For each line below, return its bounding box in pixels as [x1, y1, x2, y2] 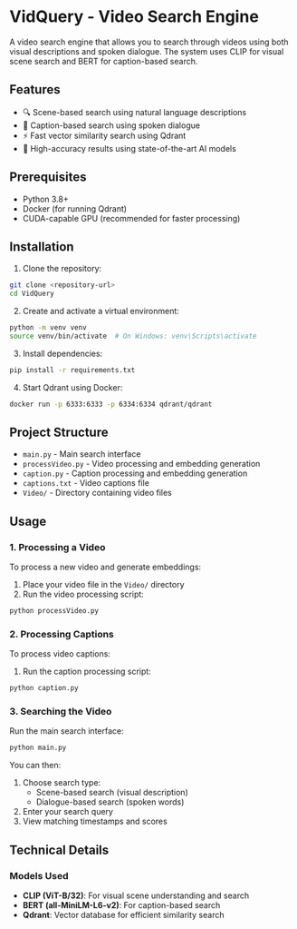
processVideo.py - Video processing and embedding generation [22, 459, 261, 469]
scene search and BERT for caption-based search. [9, 55, 198, 66]
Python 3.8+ [22, 193, 70, 204]
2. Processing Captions [9, 628, 115, 640]
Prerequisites [9, 170, 87, 185]
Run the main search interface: [9, 726, 124, 736]
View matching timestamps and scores [22, 815, 168, 827]
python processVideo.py [9, 607, 100, 616]
